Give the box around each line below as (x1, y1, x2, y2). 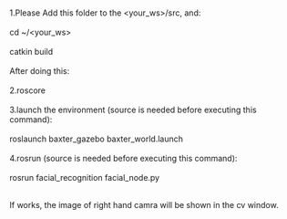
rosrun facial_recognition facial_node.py (9, 172, 160, 182)
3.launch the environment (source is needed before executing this (9, 104, 257, 115)
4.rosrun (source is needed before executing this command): (9, 153, 238, 163)
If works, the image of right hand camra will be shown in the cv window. (9, 200, 280, 210)
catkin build (9, 47, 54, 57)
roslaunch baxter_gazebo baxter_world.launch (9, 133, 184, 144)
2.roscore (9, 85, 46, 96)
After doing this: (9, 66, 70, 76)
